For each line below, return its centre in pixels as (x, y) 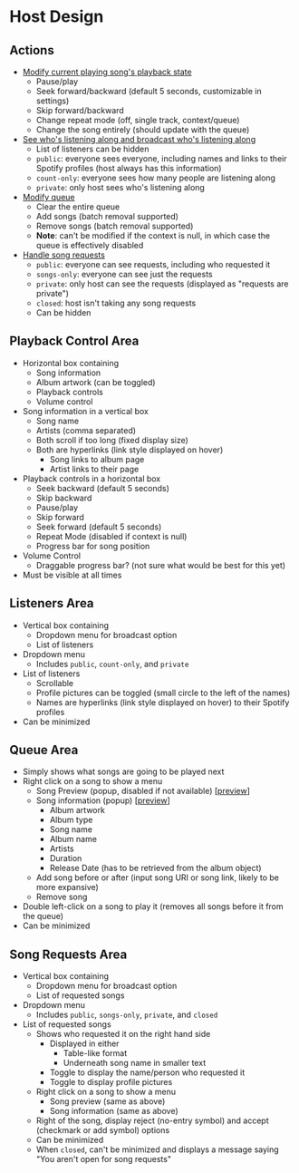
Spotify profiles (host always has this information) (129, 168)
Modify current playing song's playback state (107, 72)
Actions (32, 50)
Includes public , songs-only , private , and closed (127, 1015)
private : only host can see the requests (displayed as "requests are (162, 284)
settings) (53, 101)
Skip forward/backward (80, 110)
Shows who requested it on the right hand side (123, 1034)
